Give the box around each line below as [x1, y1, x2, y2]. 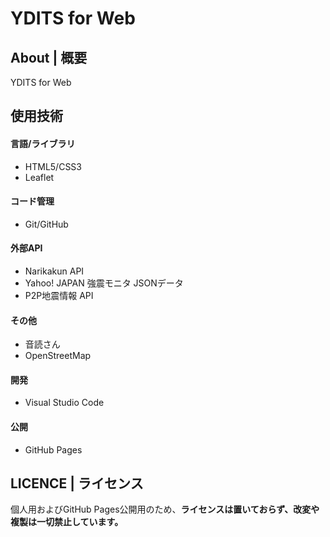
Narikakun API [24, 265, 85, 277]
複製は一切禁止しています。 [10, 516, 124, 528]
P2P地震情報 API [24, 290, 94, 301]
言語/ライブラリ [10, 137, 76, 149]
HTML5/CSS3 [24, 160, 82, 172]
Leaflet [24, 171, 55, 183]
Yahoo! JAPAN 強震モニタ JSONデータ [24, 277, 184, 289]
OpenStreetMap [24, 350, 92, 362]
